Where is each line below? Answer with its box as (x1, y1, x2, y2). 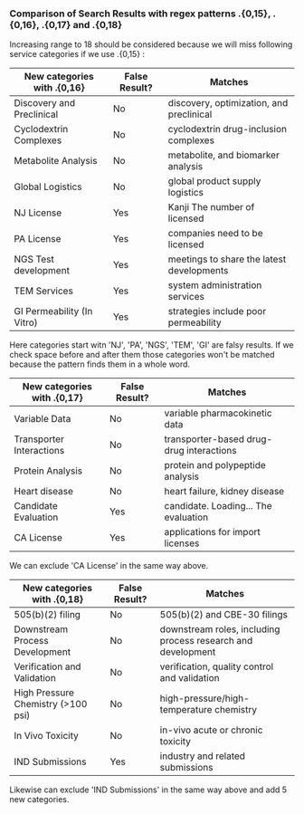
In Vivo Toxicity (14, 730, 80, 742)
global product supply (167, 175, 261, 187)
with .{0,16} (33, 81, 85, 94)
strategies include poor (167, 305, 267, 318)
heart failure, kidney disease (164, 485, 285, 498)
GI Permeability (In (14, 305, 93, 318)
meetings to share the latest (167, 253, 287, 265)
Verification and (14, 660, 81, 673)
